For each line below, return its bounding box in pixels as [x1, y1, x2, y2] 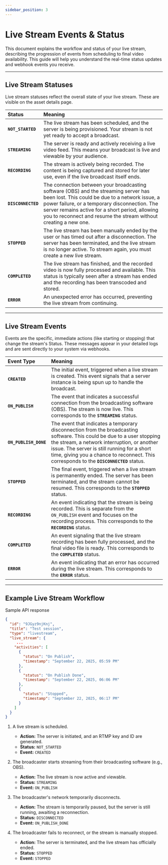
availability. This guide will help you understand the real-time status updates [5, 56, 162, 62]
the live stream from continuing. [43, 300, 118, 307]
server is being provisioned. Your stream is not [43, 126, 152, 133]
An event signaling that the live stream [50, 532, 141, 539]
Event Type [7, 358, 35, 365]
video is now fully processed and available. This [43, 266, 156, 273]
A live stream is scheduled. [12, 724, 68, 730]
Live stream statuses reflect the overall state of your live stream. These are [5, 94, 159, 100]
